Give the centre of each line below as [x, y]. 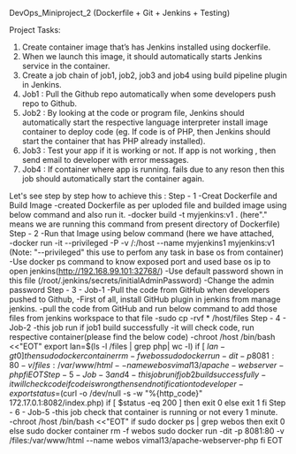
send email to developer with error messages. [106, 160]
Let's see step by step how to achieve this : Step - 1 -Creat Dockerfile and [143, 196]
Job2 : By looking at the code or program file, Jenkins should [133, 113]
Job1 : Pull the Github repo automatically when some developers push [149, 94]
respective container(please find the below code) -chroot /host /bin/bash [142, 337]
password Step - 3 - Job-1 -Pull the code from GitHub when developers [140, 290]
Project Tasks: [35, 30]
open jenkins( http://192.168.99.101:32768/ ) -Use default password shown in [146, 271]
